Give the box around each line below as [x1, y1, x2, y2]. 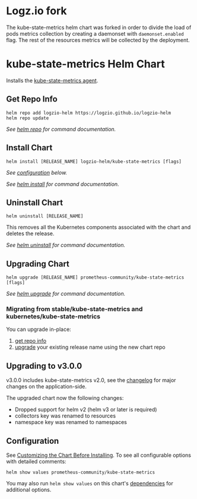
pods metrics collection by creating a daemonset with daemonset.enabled [6, 30, 184, 37]
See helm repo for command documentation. [6, 125, 116, 132]
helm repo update [6, 115, 49, 121]
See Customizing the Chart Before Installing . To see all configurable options [6, 451, 192, 459]
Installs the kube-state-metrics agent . [6, 77, 99, 84]
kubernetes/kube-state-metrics [6, 312, 101, 321]
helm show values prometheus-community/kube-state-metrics [6, 469, 155, 476]
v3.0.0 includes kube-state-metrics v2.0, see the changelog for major [6, 377, 176, 384]
